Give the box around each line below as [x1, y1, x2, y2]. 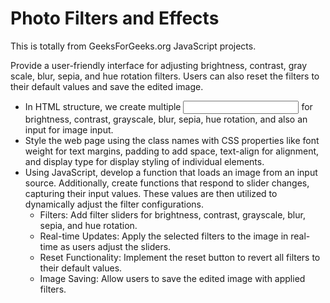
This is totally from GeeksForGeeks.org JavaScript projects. [10, 40, 257, 52]
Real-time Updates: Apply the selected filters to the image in [39, 230, 289, 242]
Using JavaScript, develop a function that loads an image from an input [24, 166, 318, 178]
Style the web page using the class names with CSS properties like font [24, 134, 320, 146]
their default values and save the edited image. [10, 80, 204, 92]
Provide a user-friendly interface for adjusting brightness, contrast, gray [10, 59, 308, 71]
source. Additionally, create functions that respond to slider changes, [24, 177, 310, 189]
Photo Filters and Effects [10, 7, 220, 30]
